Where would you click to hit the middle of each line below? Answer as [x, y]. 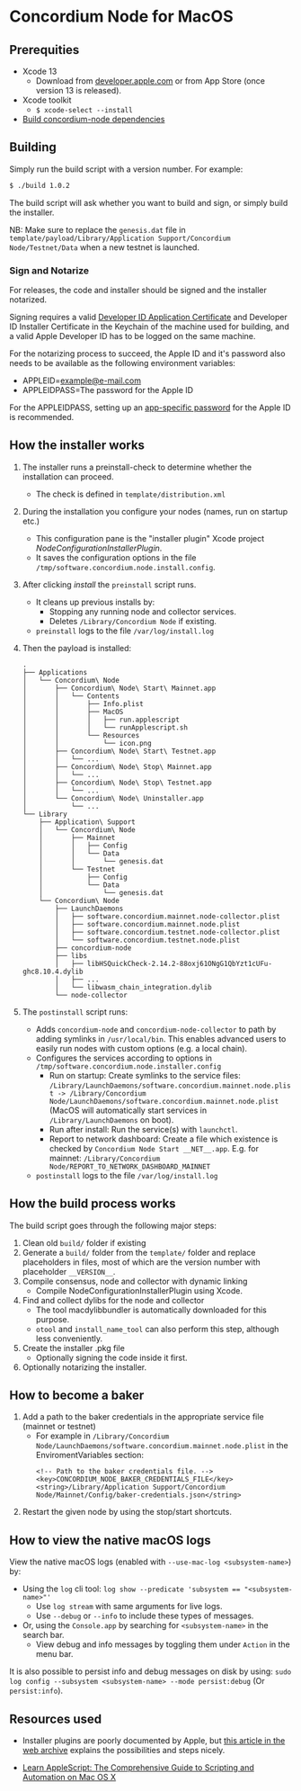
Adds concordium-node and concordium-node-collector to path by [156, 1029]
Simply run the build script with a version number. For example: [126, 169]
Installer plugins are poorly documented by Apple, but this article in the [154, 1741]
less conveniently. [69, 1339]
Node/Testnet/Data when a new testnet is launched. [105, 247]
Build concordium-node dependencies [93, 119]
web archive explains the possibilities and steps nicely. [124, 1751]
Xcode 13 [40, 71]
